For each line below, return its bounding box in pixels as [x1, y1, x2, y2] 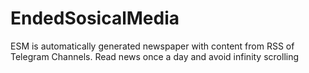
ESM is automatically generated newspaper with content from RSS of [10, 40, 295, 52]
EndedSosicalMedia [10, 7, 180, 30]
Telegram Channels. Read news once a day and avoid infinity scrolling [10, 50, 300, 62]
